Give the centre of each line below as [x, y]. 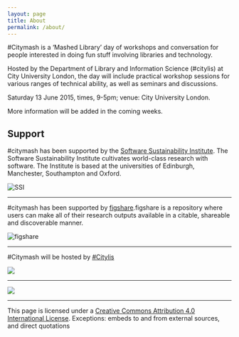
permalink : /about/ [36, 27]
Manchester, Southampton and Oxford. [64, 173]
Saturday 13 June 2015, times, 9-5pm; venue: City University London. [109, 97]
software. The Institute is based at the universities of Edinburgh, [101, 166]
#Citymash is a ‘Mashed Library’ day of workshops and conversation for [113, 48]
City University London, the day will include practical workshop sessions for [118, 76]
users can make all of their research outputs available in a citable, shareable [119, 215]
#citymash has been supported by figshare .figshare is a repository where [115, 208]
